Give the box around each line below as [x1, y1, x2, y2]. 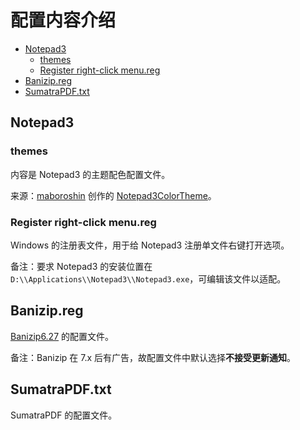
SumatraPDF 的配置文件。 [10, 409, 118, 421]
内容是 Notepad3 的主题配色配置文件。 [10, 168, 171, 180]
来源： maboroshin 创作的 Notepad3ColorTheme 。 [10, 189, 217, 201]
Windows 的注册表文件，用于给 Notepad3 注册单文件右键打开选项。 [10, 239, 290, 251]
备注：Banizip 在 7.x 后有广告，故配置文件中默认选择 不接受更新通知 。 [10, 351, 297, 363]
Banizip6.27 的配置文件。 [10, 330, 115, 342]
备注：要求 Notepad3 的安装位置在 [10, 260, 153, 272]
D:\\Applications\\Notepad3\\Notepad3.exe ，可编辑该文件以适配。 [10, 272, 287, 285]
